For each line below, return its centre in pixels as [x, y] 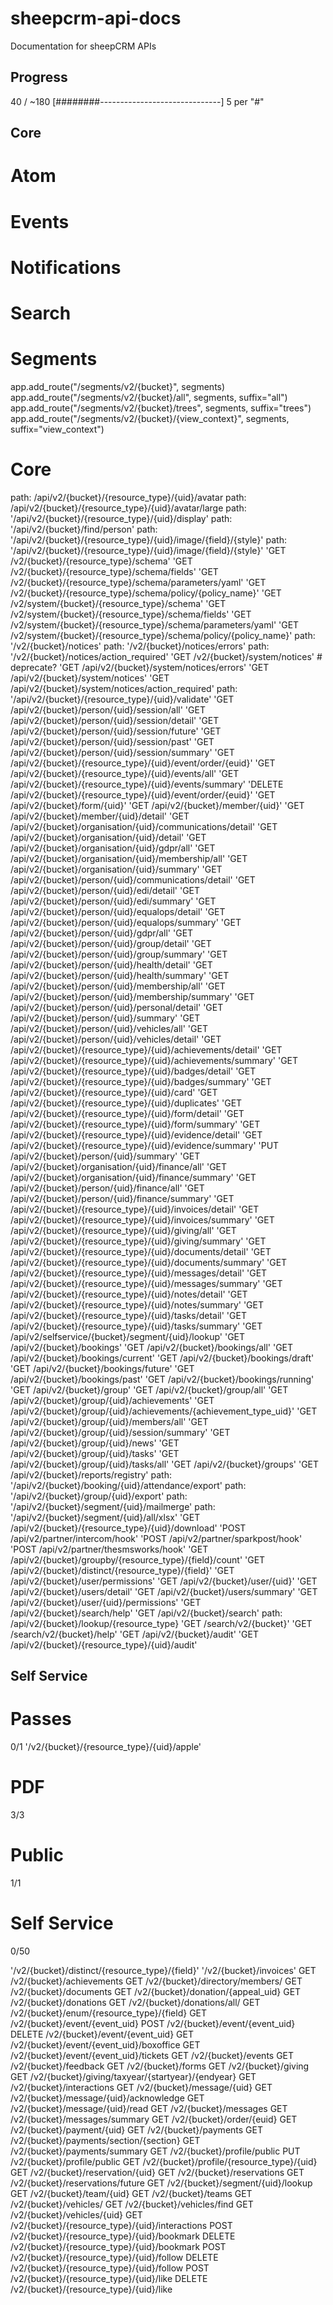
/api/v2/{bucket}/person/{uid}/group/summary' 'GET [119, 954]
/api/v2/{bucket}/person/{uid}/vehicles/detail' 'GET [116, 1039]
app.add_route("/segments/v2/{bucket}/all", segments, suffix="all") [149, 397]
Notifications [66, 267]
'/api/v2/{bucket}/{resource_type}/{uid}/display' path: [121, 518]
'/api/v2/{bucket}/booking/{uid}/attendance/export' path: [128, 1485]
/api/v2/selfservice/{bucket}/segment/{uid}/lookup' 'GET [128, 1336]
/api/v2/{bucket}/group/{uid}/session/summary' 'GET [120, 1432]
